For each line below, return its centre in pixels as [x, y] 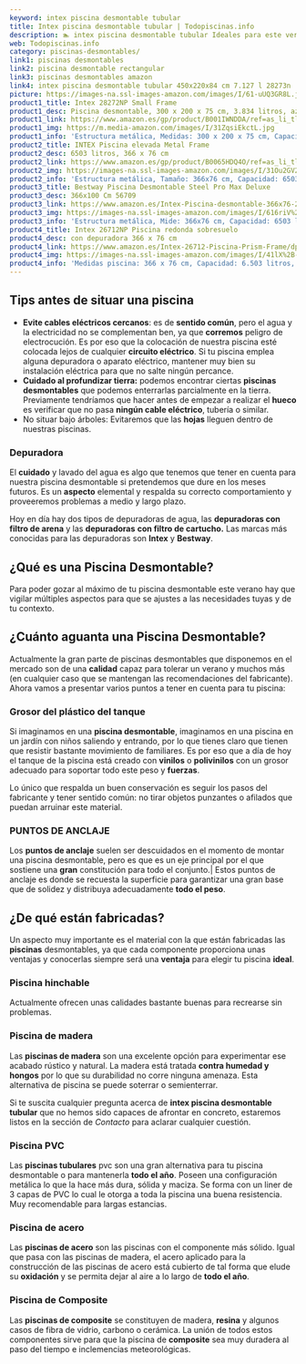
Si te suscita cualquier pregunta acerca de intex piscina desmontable [141, 1102]
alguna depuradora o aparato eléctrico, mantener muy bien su [139, 361]
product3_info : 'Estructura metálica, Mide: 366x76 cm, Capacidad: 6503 [150, 221]
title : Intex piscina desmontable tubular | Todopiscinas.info [132, 26]
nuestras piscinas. [57, 428]
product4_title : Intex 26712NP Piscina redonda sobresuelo [124, 230]
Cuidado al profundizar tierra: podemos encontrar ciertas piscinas [149, 380]
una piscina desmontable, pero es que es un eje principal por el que [137, 860]
